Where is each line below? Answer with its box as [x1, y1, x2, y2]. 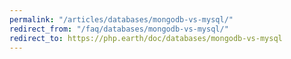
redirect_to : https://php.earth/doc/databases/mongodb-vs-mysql [9, 33, 283, 43]
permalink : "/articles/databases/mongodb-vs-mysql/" [9, 14, 234, 25]
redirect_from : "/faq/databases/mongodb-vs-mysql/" [9, 24, 229, 34]
